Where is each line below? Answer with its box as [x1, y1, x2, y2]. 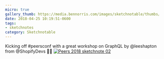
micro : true [5, 7, 29, 12]
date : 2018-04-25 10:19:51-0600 [5, 16, 71, 21]
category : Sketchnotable [5, 30, 56, 35]
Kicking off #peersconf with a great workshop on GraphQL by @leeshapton [5, 43, 157, 49]
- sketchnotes [5, 25, 34, 30]
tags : [5, 20, 16, 26]
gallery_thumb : [5, 12, 36, 17]
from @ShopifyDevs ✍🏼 [5, 48, 53, 54]
